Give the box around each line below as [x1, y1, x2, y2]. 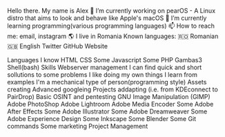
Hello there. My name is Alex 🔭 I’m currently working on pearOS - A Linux [7, 7, 216, 15]
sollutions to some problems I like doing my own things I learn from [7, 71, 198, 79]
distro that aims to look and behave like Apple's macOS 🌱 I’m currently [7, 14, 207, 22]
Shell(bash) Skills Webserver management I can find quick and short [7, 63, 202, 71]
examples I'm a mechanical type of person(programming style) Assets [7, 78, 207, 86]
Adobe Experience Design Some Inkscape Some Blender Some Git [7, 115, 197, 122]
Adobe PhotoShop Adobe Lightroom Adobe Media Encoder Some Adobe [7, 100, 214, 108]
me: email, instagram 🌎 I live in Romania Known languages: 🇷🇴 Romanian [7, 32, 219, 40]
